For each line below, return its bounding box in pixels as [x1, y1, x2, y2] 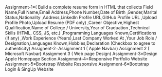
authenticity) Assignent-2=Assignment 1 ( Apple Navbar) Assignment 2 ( [5, 46, 150, 51]
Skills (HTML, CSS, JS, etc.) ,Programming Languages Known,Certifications [5, 30, 157, 36]
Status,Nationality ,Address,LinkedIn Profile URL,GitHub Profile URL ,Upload [5, 15, 157, 20]
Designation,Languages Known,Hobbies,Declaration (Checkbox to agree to [5, 40, 156, 46]
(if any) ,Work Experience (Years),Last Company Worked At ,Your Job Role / [5, 35, 157, 41]
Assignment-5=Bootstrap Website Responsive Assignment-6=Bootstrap [5, 61, 149, 67]
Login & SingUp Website [5, 66, 54, 72]
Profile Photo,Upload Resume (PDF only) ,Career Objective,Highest [5, 19, 140, 25]
